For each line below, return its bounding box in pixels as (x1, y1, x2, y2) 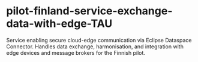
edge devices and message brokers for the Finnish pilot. (6, 49, 146, 56)
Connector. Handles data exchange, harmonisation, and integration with (6, 43, 184, 50)
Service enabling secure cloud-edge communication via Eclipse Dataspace (6, 36, 192, 44)
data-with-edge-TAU (6, 17, 113, 30)
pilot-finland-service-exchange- (6, 4, 173, 18)
